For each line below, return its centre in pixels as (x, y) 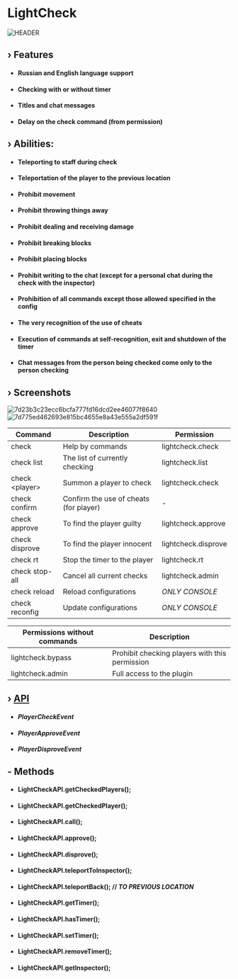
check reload (33, 592)
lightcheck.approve (194, 524)
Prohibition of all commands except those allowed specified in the (117, 299)
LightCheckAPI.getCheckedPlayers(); (74, 790)
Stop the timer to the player (108, 560)
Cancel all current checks (105, 576)
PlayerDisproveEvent (50, 749)
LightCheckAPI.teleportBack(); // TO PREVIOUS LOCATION (106, 886)
